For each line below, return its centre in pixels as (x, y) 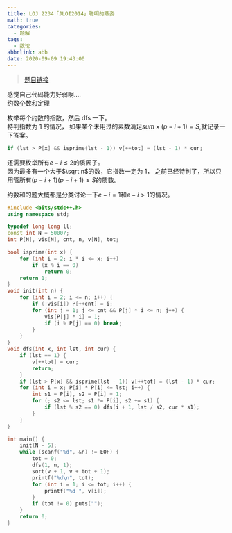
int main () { (26, 439)
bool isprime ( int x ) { (40, 252)
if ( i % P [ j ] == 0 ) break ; (83, 323)
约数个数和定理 (28, 103)
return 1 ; (34, 278)
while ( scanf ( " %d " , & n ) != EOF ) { (69, 452)
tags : (15, 40)
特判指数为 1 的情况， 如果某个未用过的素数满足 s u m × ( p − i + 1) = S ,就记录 (113, 126)
